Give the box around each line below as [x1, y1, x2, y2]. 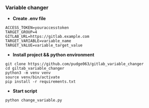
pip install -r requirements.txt [5, 79, 76, 84]
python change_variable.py [5, 98, 62, 103]
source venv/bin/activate [5, 75, 60, 80]
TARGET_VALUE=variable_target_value [5, 43, 83, 48]
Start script [12, 88, 38, 94]
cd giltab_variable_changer [5, 66, 65, 71]
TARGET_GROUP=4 [5, 30, 38, 35]
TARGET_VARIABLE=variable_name [5, 38, 71, 44]
